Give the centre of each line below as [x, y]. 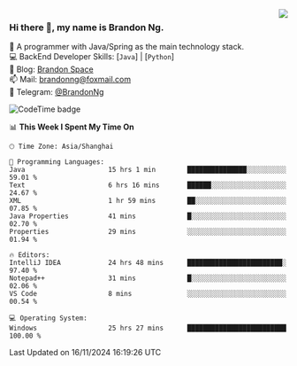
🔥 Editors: [30, 255]
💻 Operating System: [49, 318]
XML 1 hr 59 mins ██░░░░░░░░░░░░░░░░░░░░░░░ [148, 201]
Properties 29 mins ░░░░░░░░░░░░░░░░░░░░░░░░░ [148, 232]
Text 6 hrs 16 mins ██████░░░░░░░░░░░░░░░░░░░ [148, 185]
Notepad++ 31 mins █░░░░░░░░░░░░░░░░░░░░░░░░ [148, 278]
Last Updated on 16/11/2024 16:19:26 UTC [85, 353]
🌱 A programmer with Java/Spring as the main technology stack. [127, 47]
